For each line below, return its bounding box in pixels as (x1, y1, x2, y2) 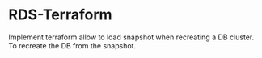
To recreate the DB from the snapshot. (8, 40, 136, 50)
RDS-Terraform (8, 6, 112, 24)
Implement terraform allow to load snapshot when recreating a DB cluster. (8, 32, 255, 42)
